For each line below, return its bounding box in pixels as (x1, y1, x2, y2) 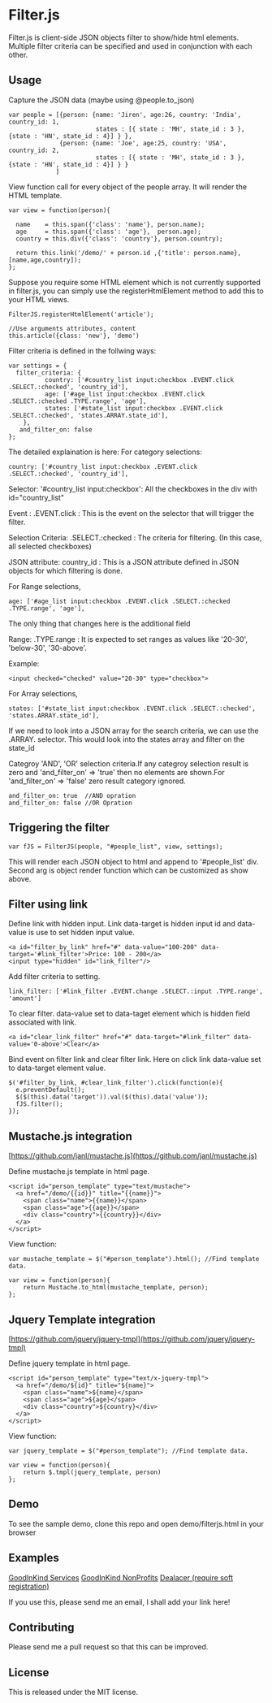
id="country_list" (8, 492, 65, 502)
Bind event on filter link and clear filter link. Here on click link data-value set (8, 1055, 261, 1064)
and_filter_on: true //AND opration (8, 791, 136, 799)
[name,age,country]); (8, 256, 82, 264)
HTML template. (8, 190, 63, 200)
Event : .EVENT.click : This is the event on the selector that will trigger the (8, 508, 254, 518)
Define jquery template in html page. (8, 1358, 131, 1368)
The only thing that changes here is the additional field (8, 618, 191, 628)
